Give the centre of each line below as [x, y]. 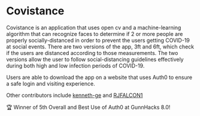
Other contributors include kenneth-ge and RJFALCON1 [75, 95]
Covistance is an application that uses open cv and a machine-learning [94, 28]
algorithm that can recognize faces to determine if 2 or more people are [95, 33]
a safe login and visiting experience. [51, 83]
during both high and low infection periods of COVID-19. [75, 65]
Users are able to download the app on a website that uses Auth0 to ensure [99, 77]
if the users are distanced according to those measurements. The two [92, 53]
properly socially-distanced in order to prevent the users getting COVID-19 [98, 40]
